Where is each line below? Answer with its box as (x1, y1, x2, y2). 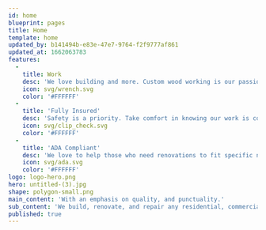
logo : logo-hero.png (8, 173, 77, 182)
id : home (8, 11, 37, 20)
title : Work (22, 70, 62, 78)
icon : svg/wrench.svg (22, 85, 93, 93)
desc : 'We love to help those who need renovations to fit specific (22, 151, 253, 159)
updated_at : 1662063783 (8, 48, 87, 56)
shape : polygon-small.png (8, 187, 93, 196)
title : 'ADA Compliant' (22, 144, 101, 152)
